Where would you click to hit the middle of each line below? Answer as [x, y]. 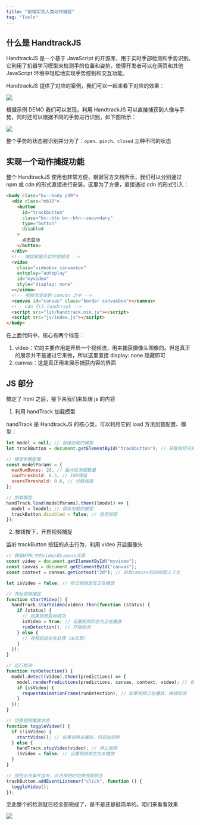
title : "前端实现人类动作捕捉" [40, 12]
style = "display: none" [45, 284]
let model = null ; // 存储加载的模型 [50, 443]
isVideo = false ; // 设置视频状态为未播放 [66, 754]
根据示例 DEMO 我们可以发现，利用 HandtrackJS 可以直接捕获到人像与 [93, 110]
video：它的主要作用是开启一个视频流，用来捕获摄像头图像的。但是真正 [102, 348]
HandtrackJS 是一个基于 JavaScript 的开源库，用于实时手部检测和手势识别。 [100, 58]
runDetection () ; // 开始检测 [56, 627]
